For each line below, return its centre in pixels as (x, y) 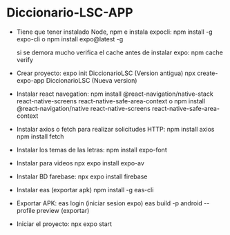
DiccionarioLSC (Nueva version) (92, 80)
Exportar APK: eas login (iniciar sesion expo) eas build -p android (109, 203)
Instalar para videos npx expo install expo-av (80, 163)
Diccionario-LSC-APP (70, 13)
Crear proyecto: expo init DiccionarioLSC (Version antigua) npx (106, 73)
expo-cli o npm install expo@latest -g (70, 39)
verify (25, 59)
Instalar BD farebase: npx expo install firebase (82, 176)
